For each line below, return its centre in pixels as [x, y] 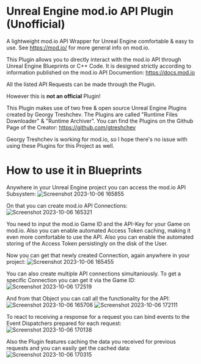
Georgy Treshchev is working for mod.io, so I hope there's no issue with [97, 139]
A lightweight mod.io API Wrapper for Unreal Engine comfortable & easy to [100, 41]
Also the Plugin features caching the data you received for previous [91, 341]
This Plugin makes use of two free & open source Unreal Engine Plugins [97, 107]
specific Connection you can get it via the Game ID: [71, 280]
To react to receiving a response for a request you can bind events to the [98, 316]
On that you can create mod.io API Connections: [67, 205]
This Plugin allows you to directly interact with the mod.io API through [94, 59]
